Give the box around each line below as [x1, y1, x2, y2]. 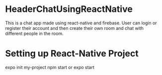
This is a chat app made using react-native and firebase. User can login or [5, 20, 158, 26]
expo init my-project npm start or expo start [5, 64, 94, 70]
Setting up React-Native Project [5, 48, 139, 59]
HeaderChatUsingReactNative [5, 3, 133, 15]
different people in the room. [5, 30, 64, 36]
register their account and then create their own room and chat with [5, 25, 144, 31]
